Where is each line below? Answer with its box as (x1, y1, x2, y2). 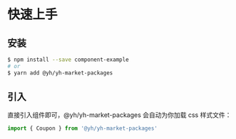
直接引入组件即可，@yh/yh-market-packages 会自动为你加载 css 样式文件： (7, 111, 232, 119)
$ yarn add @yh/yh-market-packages (7, 69, 113, 77)
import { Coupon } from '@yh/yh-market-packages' (7, 125, 158, 132)
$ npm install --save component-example (7, 56, 130, 63)
